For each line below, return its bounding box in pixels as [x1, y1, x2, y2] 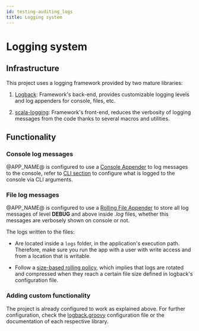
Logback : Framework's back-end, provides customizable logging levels [14, 90, 190, 98]
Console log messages [6, 150, 73, 158]
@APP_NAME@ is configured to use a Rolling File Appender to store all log [6, 204, 189, 212]
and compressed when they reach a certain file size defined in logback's [14, 270, 193, 278]
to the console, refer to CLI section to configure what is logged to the [6, 170, 175, 177]
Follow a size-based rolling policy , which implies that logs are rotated [14, 264, 184, 271]
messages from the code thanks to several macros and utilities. [14, 115, 170, 122]
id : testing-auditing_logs [6, 8, 73, 15]
